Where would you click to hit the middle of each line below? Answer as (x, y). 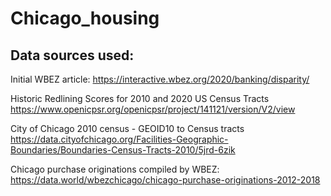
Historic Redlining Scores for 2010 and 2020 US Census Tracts (140, 98)
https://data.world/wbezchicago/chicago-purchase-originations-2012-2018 (165, 180)
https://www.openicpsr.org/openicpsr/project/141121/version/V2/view (153, 109)
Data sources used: (72, 55)
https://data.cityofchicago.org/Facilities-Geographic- (119, 139)
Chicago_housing (85, 18)
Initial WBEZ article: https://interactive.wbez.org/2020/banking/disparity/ (160, 79)
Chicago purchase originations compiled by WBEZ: (115, 169)
